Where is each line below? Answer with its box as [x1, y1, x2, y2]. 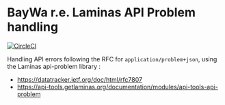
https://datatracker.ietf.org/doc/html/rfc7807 [16, 75, 142, 83]
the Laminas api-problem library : [7, 62, 101, 70]
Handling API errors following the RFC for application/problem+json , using [7, 55, 217, 63]
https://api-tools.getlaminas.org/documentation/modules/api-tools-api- [16, 82, 219, 91]
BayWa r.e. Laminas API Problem [7, 5, 196, 20]
